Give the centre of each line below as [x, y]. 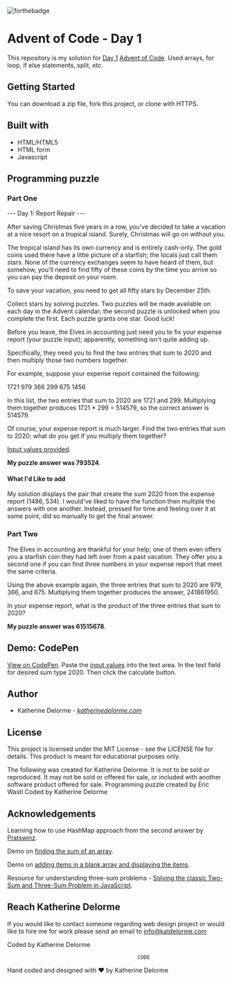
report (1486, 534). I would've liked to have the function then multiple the [111, 502]
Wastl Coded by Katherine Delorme [57, 792]
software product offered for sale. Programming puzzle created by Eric [108, 785]
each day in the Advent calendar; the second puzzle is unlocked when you [114, 311]
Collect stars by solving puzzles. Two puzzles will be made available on [109, 304]
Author [23, 694]
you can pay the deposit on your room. [62, 277]
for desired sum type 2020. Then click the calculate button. [92, 672]
